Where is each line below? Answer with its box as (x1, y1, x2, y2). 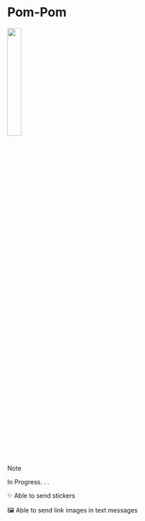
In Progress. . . (7, 477, 49, 486)
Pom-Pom (7, 4, 67, 20)
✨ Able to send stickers (7, 491, 75, 500)
